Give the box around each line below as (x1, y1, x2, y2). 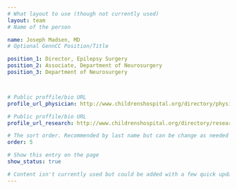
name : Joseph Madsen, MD (7, 36, 80, 43)
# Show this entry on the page (7, 152, 99, 159)
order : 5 (7, 139, 33, 146)
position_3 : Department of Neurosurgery (7, 68, 128, 75)
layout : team (7, 17, 46, 24)
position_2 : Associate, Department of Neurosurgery (7, 62, 162, 69)
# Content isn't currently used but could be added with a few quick (7, 171, 217, 178)
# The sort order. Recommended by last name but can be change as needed (7, 132, 229, 140)
